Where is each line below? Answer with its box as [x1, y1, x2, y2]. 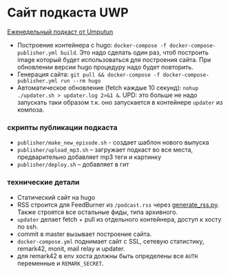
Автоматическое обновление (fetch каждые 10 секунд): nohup [17, 83, 199, 92]
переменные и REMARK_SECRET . [17, 259, 105, 267]
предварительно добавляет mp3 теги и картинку [17, 153, 162, 161]
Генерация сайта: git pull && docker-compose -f [17, 70, 160, 78]
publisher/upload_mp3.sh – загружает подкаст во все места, [17, 146, 194, 154]
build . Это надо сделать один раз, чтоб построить [61, 48, 209, 56]
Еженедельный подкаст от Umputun [7, 28, 114, 36]
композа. [17, 105, 45, 114]
